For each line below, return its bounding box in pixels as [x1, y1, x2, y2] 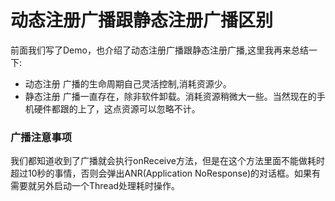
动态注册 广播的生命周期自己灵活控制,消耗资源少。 [24, 77, 232, 90]
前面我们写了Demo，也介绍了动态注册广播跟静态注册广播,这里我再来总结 [10, 44, 309, 56]
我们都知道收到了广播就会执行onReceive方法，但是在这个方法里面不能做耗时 [10, 155, 325, 167]
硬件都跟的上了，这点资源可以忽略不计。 [33, 102, 201, 115]
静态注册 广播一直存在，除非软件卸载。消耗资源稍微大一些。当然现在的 [24, 90, 317, 102]
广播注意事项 [10, 130, 73, 144]
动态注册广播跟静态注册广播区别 [10, 9, 274, 32]
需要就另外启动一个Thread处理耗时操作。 [10, 180, 181, 192]
